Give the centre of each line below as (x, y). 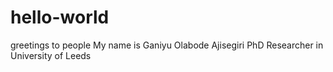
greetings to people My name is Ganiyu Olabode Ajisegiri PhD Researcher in (167, 45)
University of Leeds (51, 55)
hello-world (60, 17)
